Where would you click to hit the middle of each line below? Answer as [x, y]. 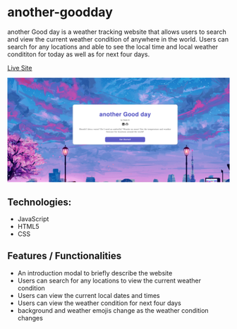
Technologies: [39, 202]
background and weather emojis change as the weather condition [113, 310]
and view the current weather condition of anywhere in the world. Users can [118, 39]
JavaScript [33, 218]
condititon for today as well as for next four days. [79, 54]
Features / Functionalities [65, 256]
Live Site [20, 68]
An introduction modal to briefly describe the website [95, 273]
